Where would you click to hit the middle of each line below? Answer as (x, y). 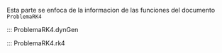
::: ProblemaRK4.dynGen (43, 30)
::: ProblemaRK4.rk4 (36, 43)
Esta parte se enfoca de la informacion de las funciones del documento (111, 10)
